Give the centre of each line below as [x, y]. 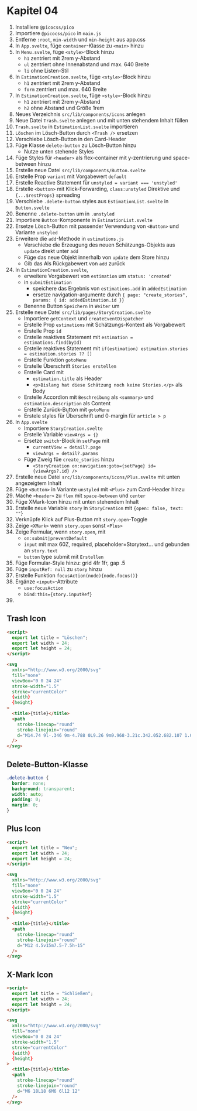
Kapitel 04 [32, 11]
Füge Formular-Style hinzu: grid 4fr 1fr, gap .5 [70, 563]
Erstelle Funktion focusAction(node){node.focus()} [76, 575]
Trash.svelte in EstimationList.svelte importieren [77, 127]
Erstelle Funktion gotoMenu [55, 360]
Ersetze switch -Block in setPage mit [67, 440]
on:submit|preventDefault [55, 538]
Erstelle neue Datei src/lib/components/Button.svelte [80, 170]
